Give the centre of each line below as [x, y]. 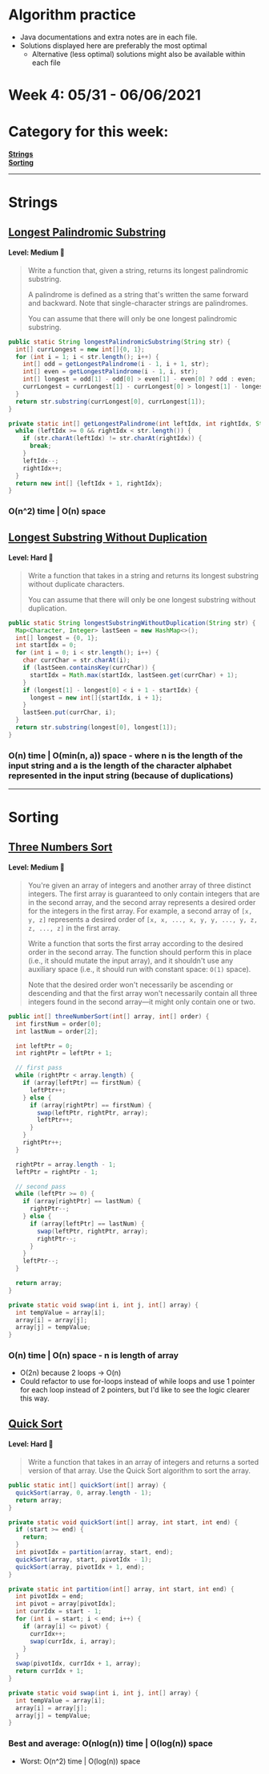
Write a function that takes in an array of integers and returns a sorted [143, 1462]
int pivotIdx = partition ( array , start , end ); [94, 1552]
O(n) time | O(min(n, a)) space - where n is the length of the [126, 755]
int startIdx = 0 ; [46, 645]
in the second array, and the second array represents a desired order [142, 902]
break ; [40, 446]
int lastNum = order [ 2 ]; [57, 1031]
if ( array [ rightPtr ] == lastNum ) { [82, 1201]
